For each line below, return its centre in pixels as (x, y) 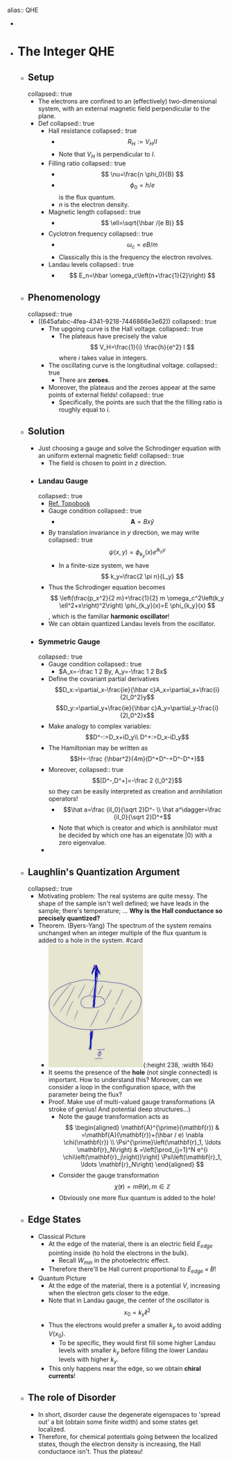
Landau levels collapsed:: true (91, 265)
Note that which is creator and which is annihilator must (138, 828)
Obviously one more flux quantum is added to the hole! (137, 1198)
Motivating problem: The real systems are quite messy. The (123, 896)
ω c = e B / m (142, 246)
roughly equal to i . (85, 410)
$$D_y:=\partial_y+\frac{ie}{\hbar (102, 708)
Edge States (54, 1220)
